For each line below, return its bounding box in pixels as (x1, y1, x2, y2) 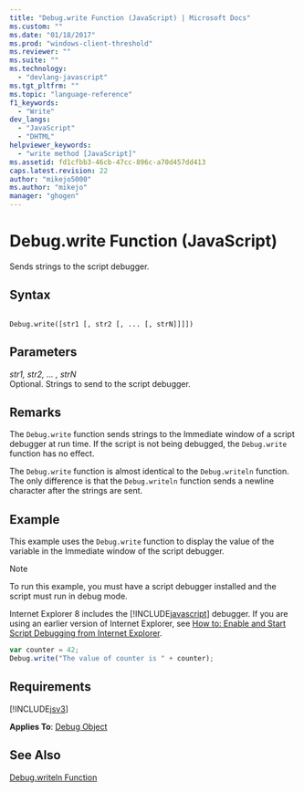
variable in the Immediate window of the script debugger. (9, 546, 225, 557)
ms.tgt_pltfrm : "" (9, 81, 79, 90)
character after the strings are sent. (9, 485, 143, 496)
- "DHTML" (17, 132, 55, 141)
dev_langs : (9, 115, 51, 124)
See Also (9, 747, 61, 763)
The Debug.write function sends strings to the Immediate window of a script (9, 429, 295, 440)
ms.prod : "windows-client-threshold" (9, 38, 153, 48)
